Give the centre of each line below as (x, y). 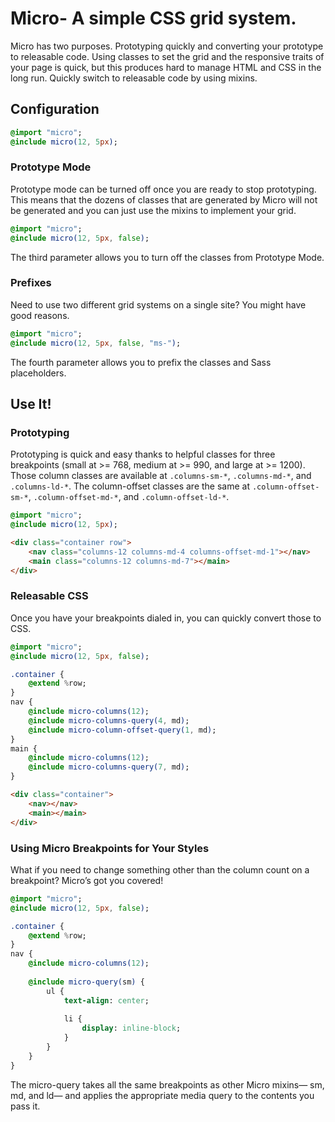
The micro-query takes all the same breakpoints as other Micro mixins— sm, (167, 1084)
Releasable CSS (49, 596)
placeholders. (38, 373)
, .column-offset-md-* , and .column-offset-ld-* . (129, 497)
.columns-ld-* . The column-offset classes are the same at (130, 486)
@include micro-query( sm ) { (86, 982)
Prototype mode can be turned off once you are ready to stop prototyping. (163, 189)
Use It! (31, 403)
